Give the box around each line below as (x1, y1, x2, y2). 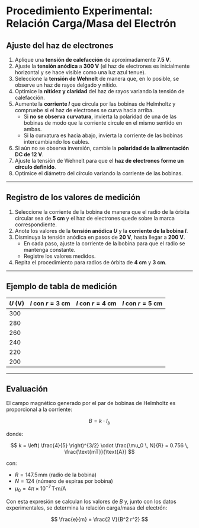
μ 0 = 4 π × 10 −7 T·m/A (14, 484, 66, 494)
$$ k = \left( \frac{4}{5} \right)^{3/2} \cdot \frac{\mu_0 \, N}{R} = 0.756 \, (10, 442, 189, 449)
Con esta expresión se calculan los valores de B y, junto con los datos (6, 498, 176, 505)
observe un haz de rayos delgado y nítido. (14, 81, 118, 88)
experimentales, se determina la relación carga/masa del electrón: (6, 504, 168, 511)
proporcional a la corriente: (6, 406, 72, 413)
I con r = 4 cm (76, 299, 117, 307)
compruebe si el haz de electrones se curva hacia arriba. (14, 107, 154, 113)
